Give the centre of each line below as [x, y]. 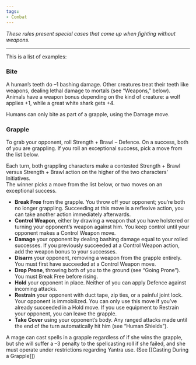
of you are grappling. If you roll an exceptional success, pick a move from [94, 148]
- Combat [17, 17]
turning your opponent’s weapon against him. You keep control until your [102, 227]
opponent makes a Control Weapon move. [65, 233]
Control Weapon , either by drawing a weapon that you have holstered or [102, 221]
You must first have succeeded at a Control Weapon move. [85, 264]
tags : [13, 11]
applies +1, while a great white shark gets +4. [60, 103]
